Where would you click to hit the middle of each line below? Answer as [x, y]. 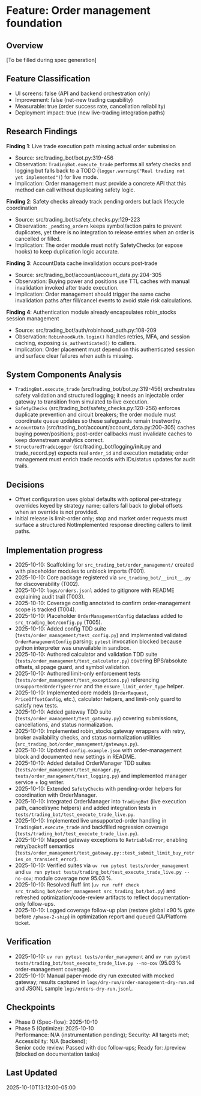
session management [33, 318]
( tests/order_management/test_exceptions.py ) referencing [87, 680]
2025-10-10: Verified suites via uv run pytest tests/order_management [102, 865]
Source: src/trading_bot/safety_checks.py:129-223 [77, 219]
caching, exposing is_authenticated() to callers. [75, 343]
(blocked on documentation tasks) [57, 1054]
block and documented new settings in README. [75, 757]
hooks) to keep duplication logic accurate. [67, 251]
